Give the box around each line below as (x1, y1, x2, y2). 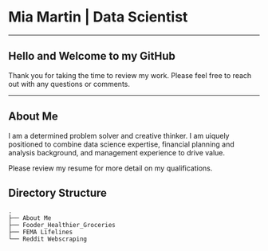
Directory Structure (8, 186, 108, 199)
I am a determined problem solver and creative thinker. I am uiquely (8, 131, 230, 140)
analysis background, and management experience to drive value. (8, 147, 226, 157)
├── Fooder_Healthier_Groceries (8, 222, 116, 229)
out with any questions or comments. (8, 79, 130, 88)
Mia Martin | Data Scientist (8, 8, 188, 26)
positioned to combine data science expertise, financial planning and (8, 139, 235, 149)
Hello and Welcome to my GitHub (8, 49, 175, 63)
